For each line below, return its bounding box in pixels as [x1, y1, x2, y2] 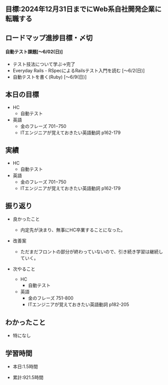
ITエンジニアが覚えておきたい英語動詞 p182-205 [28, 302, 129, 308]
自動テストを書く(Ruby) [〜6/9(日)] [12, 74, 87, 80]
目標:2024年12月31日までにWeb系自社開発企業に [5, 5, 162, 14]
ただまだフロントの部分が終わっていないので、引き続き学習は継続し [20, 249, 163, 255]
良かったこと [12, 216, 40, 222]
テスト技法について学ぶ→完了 [12, 61, 76, 67]
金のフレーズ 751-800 [28, 295, 74, 301]
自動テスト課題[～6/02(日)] [5, 49, 63, 55]
